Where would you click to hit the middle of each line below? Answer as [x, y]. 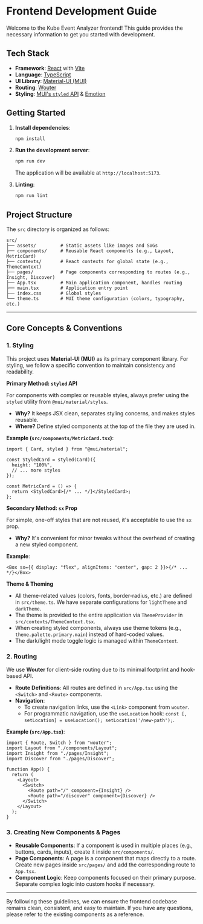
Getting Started [36, 113]
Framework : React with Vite [50, 68]
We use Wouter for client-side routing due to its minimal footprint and [93, 669]
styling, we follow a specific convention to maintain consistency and [91, 365]
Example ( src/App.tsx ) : [36, 731]
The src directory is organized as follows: [58, 229]
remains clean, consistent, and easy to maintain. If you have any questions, [100, 908]
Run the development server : [52, 150]
